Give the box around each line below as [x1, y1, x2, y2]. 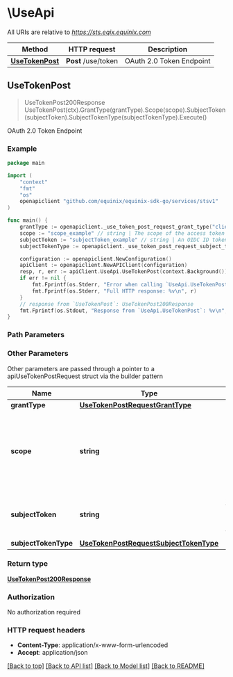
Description [148, 44, 188, 54]
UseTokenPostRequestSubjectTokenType [79, 538, 219, 548]
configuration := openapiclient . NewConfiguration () [19, 255, 172, 262]
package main [7, 160, 45, 167]
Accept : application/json [17, 649, 88, 657]
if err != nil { [19, 275, 67, 282]
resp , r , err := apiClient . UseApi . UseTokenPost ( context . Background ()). [19, 268, 231, 275]
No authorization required [7, 608, 81, 617]
